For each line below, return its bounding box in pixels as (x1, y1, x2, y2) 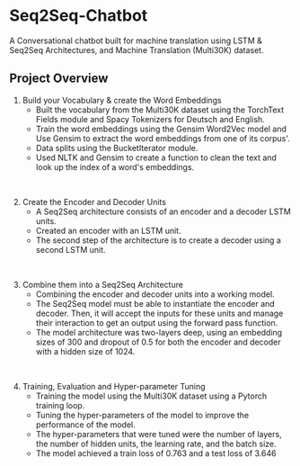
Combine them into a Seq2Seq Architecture (22, 279, 184, 290)
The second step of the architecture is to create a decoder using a (35, 235, 281, 246)
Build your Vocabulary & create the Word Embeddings (22, 94, 222, 105)
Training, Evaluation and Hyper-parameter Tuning (22, 381, 206, 391)
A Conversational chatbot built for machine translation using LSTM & (9, 35, 263, 46)
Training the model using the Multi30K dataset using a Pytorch (35, 390, 268, 401)
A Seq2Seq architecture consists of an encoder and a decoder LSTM (35, 206, 292, 217)
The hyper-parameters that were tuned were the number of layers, (35, 428, 282, 439)
